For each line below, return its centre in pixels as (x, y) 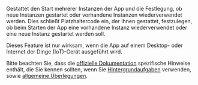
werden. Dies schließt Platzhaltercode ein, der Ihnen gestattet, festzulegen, (99, 21)
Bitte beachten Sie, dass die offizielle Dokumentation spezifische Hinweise (98, 63)
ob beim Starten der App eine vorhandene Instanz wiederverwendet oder (97, 27)
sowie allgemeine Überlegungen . (47, 76)
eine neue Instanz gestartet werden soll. (56, 34)
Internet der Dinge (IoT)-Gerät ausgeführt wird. (64, 52)
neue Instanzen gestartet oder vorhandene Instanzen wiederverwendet (94, 15)
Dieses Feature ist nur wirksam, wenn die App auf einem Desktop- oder (94, 45)
